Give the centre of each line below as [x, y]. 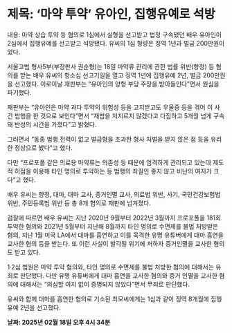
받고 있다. [27, 252]
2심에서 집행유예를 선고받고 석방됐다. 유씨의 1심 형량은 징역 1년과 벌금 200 [108, 43]
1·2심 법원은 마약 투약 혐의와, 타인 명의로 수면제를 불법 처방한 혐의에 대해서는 [111, 267]
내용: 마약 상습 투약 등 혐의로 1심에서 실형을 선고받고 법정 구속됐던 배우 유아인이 [114, 35]
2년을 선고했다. [40, 307]
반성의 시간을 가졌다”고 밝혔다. [55, 124]
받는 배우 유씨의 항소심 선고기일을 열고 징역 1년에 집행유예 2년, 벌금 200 [117, 75]
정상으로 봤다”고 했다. [43, 148]
